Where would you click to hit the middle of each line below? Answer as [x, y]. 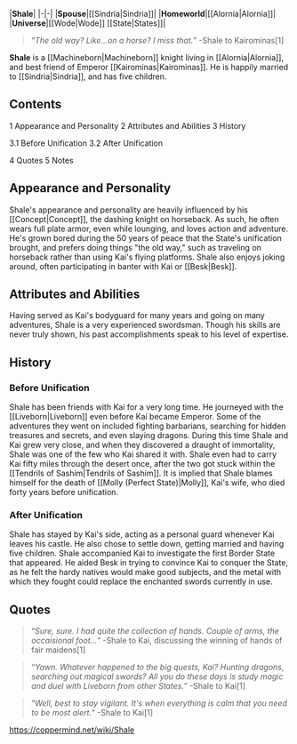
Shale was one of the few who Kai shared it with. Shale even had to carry [143, 454]
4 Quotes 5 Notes [41, 160]
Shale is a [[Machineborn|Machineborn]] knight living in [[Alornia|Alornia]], [147, 57]
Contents [36, 104]
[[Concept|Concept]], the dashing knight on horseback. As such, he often [144, 219]
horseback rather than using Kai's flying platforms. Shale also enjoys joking [147, 257]
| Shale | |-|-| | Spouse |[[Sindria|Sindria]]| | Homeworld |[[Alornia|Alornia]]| [143, 14]
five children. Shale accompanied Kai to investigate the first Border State [142, 553]
